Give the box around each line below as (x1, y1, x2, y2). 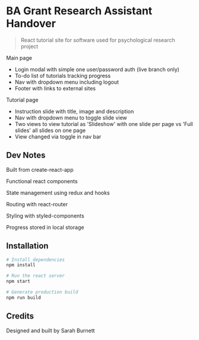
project (20, 43, 39, 50)
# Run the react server (6, 273, 65, 279)
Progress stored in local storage (6, 223, 84, 231)
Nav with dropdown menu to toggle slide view (14, 114, 128, 121)
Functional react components (6, 177, 78, 185)
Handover (6, 17, 56, 30)
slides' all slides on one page (14, 127, 86, 134)
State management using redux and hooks (6, 189, 110, 196)
